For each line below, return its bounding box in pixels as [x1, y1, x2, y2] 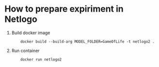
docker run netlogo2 [20, 57, 62, 62]
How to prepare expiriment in [4, 3, 124, 15]
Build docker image [11, 30, 50, 35]
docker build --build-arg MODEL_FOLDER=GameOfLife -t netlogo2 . [20, 39, 155, 44]
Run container [11, 48, 40, 53]
